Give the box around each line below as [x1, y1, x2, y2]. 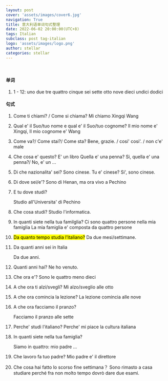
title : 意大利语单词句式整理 [6, 22, 60, 27]
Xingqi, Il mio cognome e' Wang [13, 128, 81, 134]
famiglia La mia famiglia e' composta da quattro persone [13, 224, 132, 230]
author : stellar [6, 46, 40, 51]
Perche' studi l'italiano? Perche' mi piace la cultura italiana [13, 323, 136, 330]
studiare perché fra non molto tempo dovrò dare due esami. [13, 370, 140, 376]
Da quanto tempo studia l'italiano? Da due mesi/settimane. [13, 234, 136, 240]
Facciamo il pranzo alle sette [13, 314, 74, 320]
